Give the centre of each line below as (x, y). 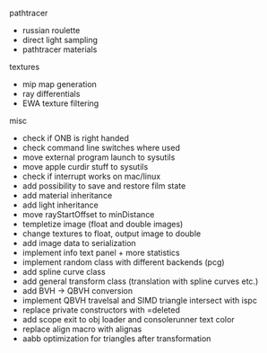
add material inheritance (67, 195)
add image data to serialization (79, 243)
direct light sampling (60, 40)
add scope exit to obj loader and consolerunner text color (128, 319)
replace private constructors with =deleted (101, 310)
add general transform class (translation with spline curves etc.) (140, 281)
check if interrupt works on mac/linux (91, 176)
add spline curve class (64, 272)
